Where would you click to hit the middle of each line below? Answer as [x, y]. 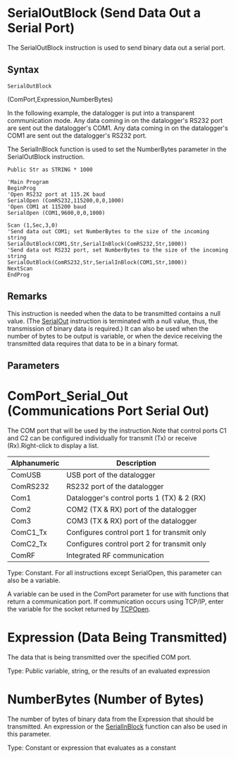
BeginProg [22, 188]
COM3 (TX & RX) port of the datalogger [132, 521]
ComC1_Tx [29, 532]
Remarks [27, 296]
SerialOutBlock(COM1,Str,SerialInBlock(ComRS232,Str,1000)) [98, 244]
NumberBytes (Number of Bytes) [106, 699]
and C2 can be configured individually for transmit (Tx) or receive [102, 438]
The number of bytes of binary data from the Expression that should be [111, 719]
